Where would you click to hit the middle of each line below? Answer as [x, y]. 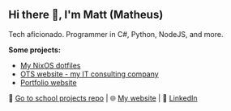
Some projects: [34, 50]
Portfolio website [48, 82]
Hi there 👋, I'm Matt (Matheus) [86, 15]
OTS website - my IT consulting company [90, 74]
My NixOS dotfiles [50, 65]
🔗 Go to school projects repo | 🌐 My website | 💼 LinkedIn [103, 98]
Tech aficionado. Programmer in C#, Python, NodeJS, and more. [116, 34]
